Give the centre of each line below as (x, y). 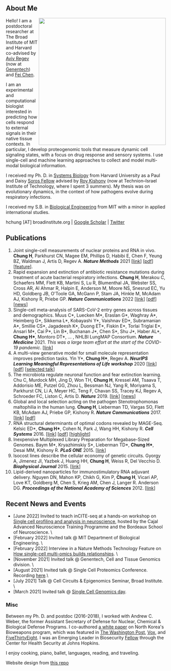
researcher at (20, 31)
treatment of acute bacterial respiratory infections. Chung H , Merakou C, (89, 277)
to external (17, 128)
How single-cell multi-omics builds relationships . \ (65, 554)
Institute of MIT (22, 42)
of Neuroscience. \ (33, 532)
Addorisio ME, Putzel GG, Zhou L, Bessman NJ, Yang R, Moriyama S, (85, 385)
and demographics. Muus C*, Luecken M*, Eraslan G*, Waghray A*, (85, 315)
